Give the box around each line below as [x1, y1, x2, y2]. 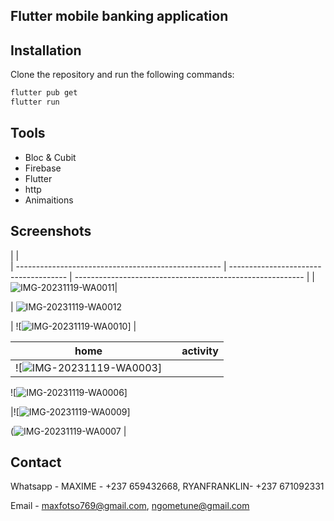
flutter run [10, 97, 60, 108]
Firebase [24, 162, 62, 174]
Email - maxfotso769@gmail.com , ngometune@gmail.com [10, 500, 250, 512]
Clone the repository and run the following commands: [10, 69, 235, 81]
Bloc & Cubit [24, 151, 77, 163]
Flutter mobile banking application [10, 8, 229, 25]
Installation [10, 42, 82, 59]
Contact [10, 454, 62, 471]
